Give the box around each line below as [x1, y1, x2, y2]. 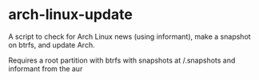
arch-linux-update [8, 6, 133, 24]
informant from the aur [8, 63, 83, 73]
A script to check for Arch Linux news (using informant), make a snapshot [8, 32, 251, 41]
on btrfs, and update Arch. [8, 40, 95, 49]
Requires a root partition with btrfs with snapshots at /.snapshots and [8, 55, 236, 65]
